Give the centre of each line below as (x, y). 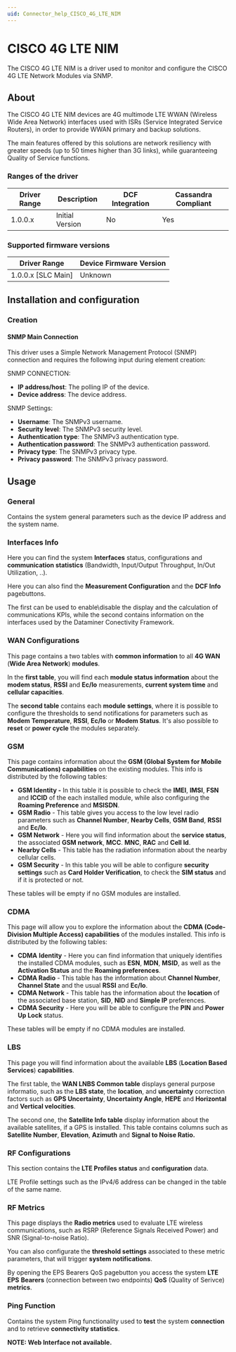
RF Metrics (26, 1207)
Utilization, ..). (27, 573)
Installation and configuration (73, 300)
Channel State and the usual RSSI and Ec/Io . (83, 986)
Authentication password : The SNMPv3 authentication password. (114, 445)
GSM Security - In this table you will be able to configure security (113, 865)
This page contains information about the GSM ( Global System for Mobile (114, 762)
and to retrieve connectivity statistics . (64, 1328)
